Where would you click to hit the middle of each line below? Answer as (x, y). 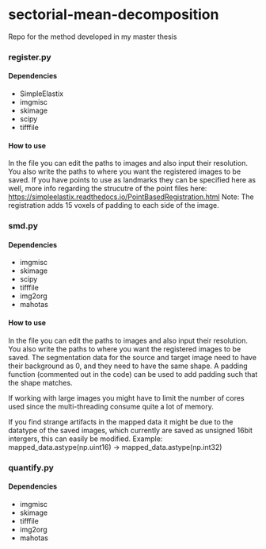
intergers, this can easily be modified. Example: (85, 439)
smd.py (23, 226)
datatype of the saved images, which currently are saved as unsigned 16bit (131, 430)
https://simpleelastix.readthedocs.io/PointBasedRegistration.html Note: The (131, 197)
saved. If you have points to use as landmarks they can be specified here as (132, 180)
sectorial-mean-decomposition (114, 15)
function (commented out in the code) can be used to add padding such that (133, 374)
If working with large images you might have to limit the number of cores (126, 397)
